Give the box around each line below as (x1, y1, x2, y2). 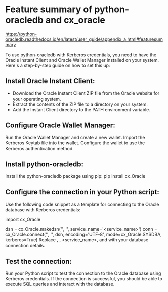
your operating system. (12, 95, 61, 102)
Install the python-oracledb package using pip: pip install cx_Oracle (5, 173, 146, 179)
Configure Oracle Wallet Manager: (5, 121, 115, 130)
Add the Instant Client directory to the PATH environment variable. (12, 106, 150, 112)
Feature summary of (5, 4, 93, 15)
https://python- (5, 31, 37, 37)
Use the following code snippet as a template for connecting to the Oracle (5, 201, 159, 208)
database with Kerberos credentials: (5, 207, 81, 213)
